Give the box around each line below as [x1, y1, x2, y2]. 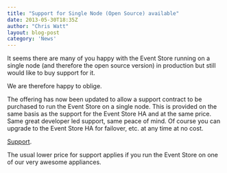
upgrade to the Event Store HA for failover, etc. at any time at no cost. [7, 124, 204, 133]
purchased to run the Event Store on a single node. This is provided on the [7, 103, 217, 111]
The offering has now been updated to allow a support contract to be [7, 95, 202, 103]
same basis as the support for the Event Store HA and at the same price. [7, 110, 212, 118]
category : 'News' [7, 36, 57, 42]
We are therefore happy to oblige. [7, 82, 102, 90]
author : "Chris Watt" [7, 23, 69, 29]
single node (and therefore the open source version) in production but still [7, 62, 216, 70]
